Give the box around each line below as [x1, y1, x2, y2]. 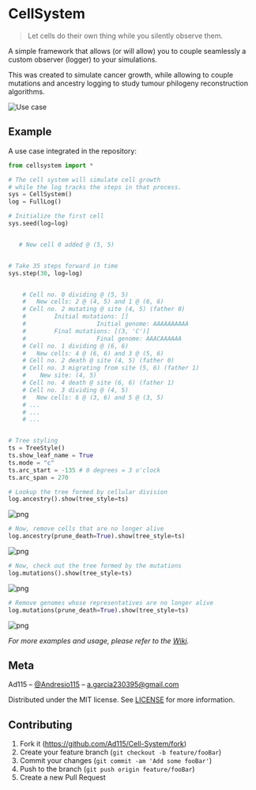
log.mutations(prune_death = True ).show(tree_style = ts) [8, 606, 190, 614]
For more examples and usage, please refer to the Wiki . [8, 636, 190, 645]
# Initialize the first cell [8, 212, 104, 220]
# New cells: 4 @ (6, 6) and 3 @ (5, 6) [22, 349, 164, 357]
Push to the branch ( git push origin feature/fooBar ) [19, 765, 195, 774]
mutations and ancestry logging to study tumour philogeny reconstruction [8, 78, 249, 88]
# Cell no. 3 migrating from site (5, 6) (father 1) [22, 364, 200, 372]
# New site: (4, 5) [22, 371, 97, 380]
